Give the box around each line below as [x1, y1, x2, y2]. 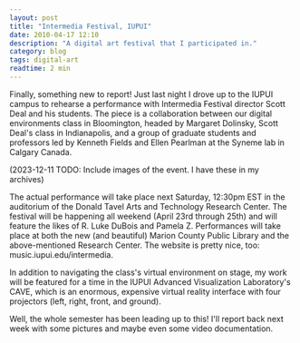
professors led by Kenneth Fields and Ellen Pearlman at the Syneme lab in [9, 137, 285, 148]
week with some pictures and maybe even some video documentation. [9, 323, 274, 334]
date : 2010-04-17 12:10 [9, 30, 100, 39]
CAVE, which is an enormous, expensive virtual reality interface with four [9, 286, 281, 297]
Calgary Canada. [9, 146, 73, 157]
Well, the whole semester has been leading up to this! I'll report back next [9, 313, 284, 324]
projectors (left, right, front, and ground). [9, 296, 161, 307]
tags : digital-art [9, 55, 79, 64]
